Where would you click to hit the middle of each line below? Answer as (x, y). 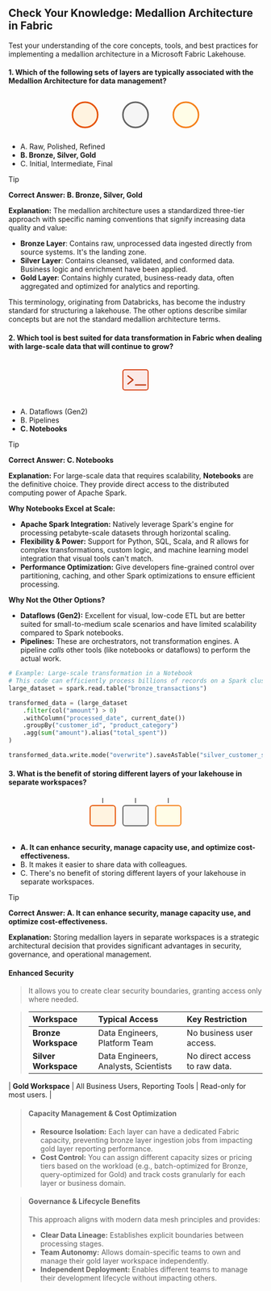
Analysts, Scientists (135, 1066)
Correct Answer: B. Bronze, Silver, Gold (75, 195)
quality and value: (38, 228)
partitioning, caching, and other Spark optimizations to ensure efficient (138, 576)
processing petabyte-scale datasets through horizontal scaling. (125, 533)
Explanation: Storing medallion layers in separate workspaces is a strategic (134, 937)
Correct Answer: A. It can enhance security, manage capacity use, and (130, 913)
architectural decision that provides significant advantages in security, (125, 946)
